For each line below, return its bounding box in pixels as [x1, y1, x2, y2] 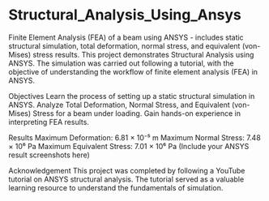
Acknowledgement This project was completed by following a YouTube [8, 165, 246, 175]
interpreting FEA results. [8, 117, 89, 126]
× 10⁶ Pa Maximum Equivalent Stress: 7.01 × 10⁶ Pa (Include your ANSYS [8, 141, 250, 151]
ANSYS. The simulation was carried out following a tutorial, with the [8, 58, 234, 68]
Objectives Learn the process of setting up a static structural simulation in [8, 91, 255, 100]
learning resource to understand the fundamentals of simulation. [8, 182, 224, 192]
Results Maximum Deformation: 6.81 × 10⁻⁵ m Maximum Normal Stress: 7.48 [8, 132, 261, 143]
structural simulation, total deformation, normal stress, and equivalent [8, 41, 241, 50]
